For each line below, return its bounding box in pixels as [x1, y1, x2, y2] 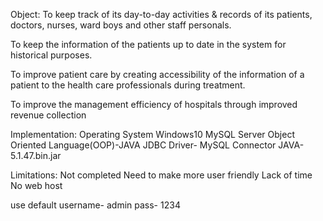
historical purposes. [10, 49, 93, 61]
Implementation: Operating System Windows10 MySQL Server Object [10, 129, 295, 140]
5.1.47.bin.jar [10, 150, 62, 161]
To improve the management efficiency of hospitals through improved [10, 99, 298, 110]
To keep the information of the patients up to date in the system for [10, 39, 287, 50]
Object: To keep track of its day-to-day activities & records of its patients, [10, 9, 313, 20]
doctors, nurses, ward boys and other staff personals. [10, 19, 232, 31]
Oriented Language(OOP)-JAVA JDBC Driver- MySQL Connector [10, 139, 277, 151]
